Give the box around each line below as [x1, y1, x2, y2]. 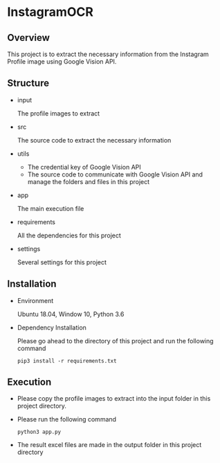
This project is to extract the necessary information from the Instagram [7, 50, 209, 58]
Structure [7, 78, 50, 89]
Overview [7, 32, 51, 44]
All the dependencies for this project [17, 231, 121, 239]
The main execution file [17, 204, 84, 212]
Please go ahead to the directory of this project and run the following [17, 336, 214, 345]
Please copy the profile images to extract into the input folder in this [17, 394, 211, 403]
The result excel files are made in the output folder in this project [17, 441, 202, 449]
